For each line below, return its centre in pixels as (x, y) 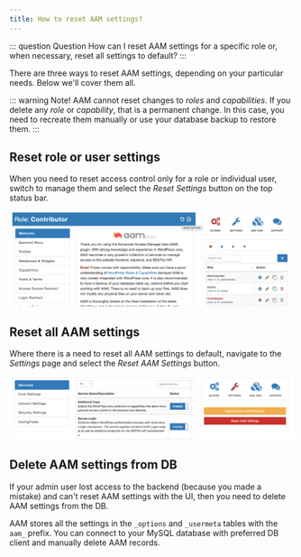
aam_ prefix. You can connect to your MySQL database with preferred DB (144, 533)
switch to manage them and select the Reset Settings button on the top (141, 189)
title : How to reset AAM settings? (76, 19)
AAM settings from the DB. (59, 506)
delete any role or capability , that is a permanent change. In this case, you (147, 109)
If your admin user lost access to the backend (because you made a (136, 487)
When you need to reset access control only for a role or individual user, (143, 179)
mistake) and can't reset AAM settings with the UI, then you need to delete (148, 496)
